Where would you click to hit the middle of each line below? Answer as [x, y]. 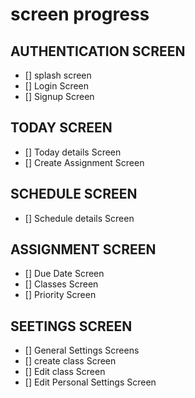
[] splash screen [58, 75]
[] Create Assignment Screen [84, 162]
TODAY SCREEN [61, 128]
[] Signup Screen [59, 96]
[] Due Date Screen [64, 274]
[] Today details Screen [73, 152]
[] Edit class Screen [65, 372]
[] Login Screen [57, 86]
